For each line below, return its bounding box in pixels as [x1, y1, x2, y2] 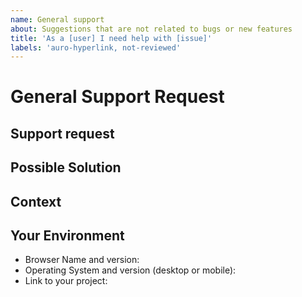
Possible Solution [10, 159, 122, 176]
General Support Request [10, 86, 225, 108]
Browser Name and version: [24, 254, 140, 266]
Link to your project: [24, 275, 108, 287]
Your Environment [10, 227, 125, 244]
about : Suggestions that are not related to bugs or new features [10, 24, 293, 34]
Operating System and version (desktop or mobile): [24, 264, 237, 276]
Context [10, 193, 62, 210]
